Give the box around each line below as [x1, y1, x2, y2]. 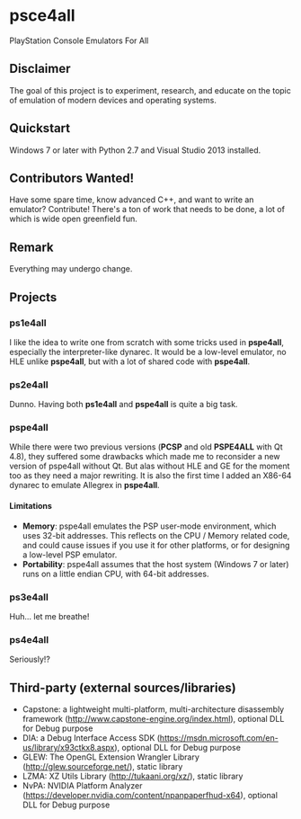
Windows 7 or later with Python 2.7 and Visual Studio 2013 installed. [9, 145, 261, 156]
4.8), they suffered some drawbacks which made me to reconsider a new [9, 451, 280, 462]
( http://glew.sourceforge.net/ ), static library [22, 761, 183, 772]
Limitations [9, 501, 52, 512]
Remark [9, 239, 54, 254]
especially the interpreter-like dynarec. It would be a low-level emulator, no [9, 346, 287, 357]
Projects [9, 289, 58, 305]
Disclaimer [9, 61, 71, 76]
